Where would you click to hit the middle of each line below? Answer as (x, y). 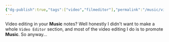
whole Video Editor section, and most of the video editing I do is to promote (84, 29)
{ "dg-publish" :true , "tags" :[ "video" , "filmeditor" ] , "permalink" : (74, 10)
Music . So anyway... (26, 34)
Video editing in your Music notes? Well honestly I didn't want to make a (80, 24)
